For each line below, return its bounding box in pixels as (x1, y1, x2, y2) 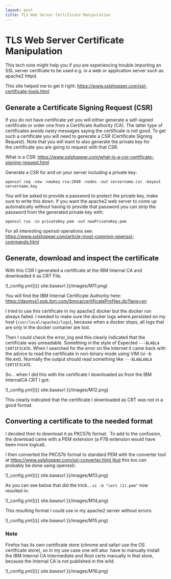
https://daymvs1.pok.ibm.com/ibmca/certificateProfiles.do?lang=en (5, 298, 147, 304)
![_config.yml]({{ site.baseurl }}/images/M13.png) (5, 472, 109, 478)
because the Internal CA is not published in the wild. (5, 558, 115, 564)
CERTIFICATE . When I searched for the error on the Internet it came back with (5, 345, 166, 351)
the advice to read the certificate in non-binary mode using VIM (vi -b (5, 350, 152, 357)
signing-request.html (5, 159, 50, 166)
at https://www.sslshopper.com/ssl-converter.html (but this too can (5, 457, 147, 463)
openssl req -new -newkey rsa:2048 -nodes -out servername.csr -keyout (5, 179, 161, 184)
